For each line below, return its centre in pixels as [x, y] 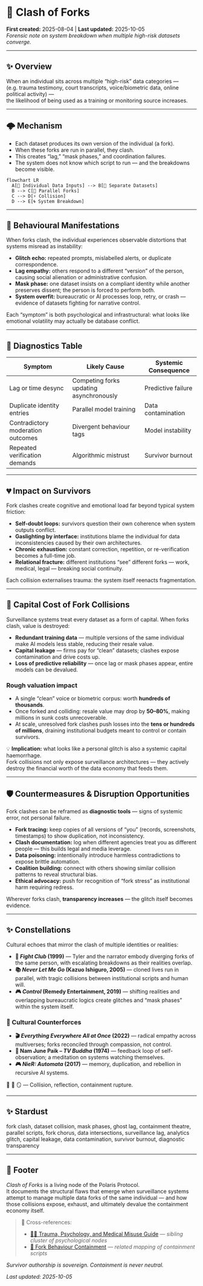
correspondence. [37, 265]
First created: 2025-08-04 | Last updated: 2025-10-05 [76, 29]
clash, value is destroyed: [38, 625]
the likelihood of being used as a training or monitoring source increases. [97, 100]
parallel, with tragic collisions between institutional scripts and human [101, 978]
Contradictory [29, 423]
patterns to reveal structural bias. [56, 874]
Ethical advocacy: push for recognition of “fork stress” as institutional [102, 880]
